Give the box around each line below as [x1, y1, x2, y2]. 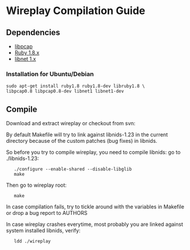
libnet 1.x [14, 56, 36, 62]
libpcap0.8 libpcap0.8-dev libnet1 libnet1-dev [6, 88, 125, 94]
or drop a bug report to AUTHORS [6, 210, 88, 217]
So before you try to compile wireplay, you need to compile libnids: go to [6, 149, 181, 156]
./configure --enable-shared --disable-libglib [13, 166, 132, 172]
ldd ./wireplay [13, 238, 51, 244]
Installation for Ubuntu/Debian [6, 70, 94, 78]
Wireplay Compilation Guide [6, 4, 146, 18]
